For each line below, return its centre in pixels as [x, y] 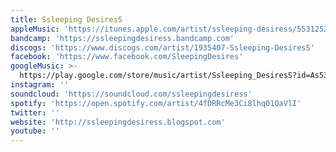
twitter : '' [35, 112]
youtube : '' [35, 131]
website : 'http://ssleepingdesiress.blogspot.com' [118, 122]
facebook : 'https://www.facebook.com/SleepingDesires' [127, 57]
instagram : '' [40, 85]
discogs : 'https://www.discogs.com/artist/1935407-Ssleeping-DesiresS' [162, 47]
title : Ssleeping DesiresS [66, 19]
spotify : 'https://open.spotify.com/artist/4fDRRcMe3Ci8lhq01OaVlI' [156, 103]
